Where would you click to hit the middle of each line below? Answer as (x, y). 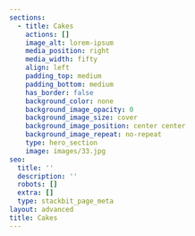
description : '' (47, 176)
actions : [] (47, 34)
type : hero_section (62, 143)
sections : (28, 17)
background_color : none (70, 101)
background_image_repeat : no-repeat (94, 135)
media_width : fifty (62, 59)
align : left (47, 68)
